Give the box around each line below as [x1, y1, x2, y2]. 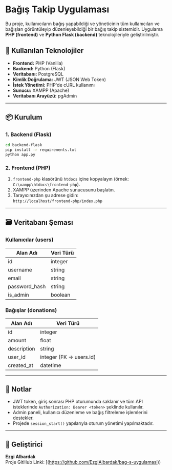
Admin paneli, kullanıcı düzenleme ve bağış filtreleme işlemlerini [12, 409, 148, 416]
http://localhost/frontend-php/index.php [12, 199, 102, 204]
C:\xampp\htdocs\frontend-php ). [12, 181, 80, 188]
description [8, 345, 35, 352]
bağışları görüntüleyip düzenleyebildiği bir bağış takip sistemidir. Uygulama [5, 26, 163, 32]
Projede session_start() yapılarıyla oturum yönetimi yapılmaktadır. [12, 420, 154, 426]
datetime [40, 362, 61, 369]
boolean [50, 291, 71, 299]
